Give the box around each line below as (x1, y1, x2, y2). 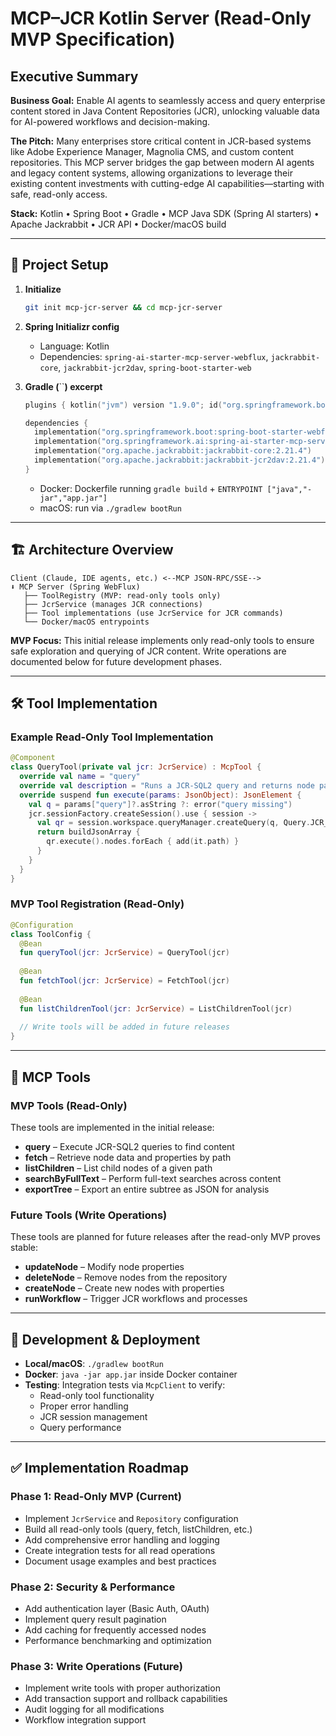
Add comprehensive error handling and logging (24, 1533, 220, 1546)
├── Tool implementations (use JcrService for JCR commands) (23, 608, 284, 618)
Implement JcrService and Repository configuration (24, 1512, 239, 1524)
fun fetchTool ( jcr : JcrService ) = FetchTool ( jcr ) (19, 976, 230, 986)
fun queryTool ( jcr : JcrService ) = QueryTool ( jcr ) (19, 948, 230, 958)
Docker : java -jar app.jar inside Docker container (24, 1368, 238, 1381)
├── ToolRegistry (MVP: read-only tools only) (23, 590, 222, 601)
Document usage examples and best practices (24, 1555, 217, 1567)
